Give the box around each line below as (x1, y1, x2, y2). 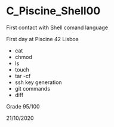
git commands (14, 85, 51, 92)
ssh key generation (14, 79, 62, 86)
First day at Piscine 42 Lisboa (6, 35, 79, 42)
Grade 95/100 (6, 103, 40, 110)
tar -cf (14, 72, 31, 79)
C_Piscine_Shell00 (6, 4, 101, 18)
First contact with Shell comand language (6, 24, 109, 31)
